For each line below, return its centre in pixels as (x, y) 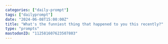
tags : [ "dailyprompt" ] (29, 15)
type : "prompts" (22, 29)
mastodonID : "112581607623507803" (42, 33)
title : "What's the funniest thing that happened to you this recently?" (85, 24)
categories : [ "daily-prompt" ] (37, 10)
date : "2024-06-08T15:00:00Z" (37, 19)
